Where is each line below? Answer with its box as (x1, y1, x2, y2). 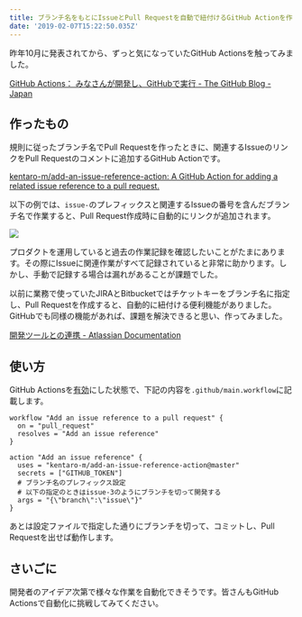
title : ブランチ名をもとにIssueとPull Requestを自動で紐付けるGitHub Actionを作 (9, 13, 293, 23)
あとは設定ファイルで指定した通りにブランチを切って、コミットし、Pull (9, 521, 275, 531)
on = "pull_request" (17, 422, 95, 431)
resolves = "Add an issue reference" (17, 430, 160, 439)
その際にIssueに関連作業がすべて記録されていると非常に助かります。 (23, 258, 279, 268)
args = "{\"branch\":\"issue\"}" (17, 496, 143, 505)
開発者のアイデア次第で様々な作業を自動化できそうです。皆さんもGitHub (9, 586, 279, 597)
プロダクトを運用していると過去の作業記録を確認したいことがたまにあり (9, 247, 278, 258)
